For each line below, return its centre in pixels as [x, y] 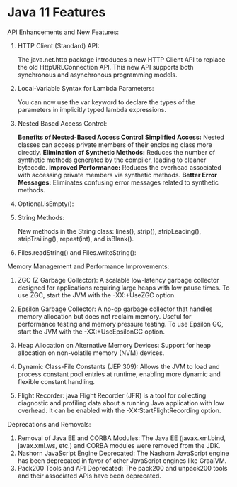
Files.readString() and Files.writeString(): [77, 252]
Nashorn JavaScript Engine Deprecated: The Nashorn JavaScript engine [123, 453]
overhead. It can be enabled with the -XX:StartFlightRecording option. [119, 410]
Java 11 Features [57, 12]
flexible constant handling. [56, 381]
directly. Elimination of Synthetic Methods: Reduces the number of [116, 152]
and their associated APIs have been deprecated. [89, 476]
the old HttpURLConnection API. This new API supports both [105, 67]
